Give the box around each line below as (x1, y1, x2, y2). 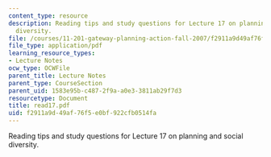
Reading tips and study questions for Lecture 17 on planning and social (8, 131, 244, 141)
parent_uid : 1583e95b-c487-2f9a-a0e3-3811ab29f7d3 (8, 86, 182, 95)
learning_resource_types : (8, 49, 95, 57)
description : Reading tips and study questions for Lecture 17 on (8, 19, 236, 27)
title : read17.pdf (8, 101, 70, 109)
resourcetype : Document (8, 94, 89, 102)
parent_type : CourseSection (8, 79, 103, 87)
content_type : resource (8, 11, 89, 20)
